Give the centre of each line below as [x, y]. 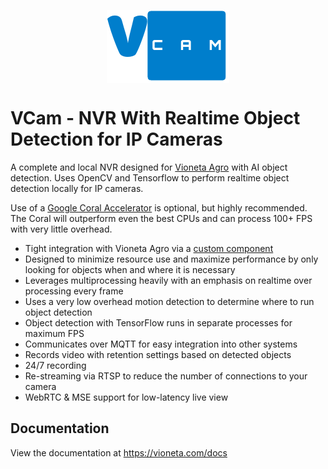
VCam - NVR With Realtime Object [155, 118]
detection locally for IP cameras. [77, 188]
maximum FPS [54, 333]
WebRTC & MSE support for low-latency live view [126, 397]
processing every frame [74, 291]
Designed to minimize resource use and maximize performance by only [171, 259]
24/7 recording [55, 365]
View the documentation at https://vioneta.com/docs [119, 452]
